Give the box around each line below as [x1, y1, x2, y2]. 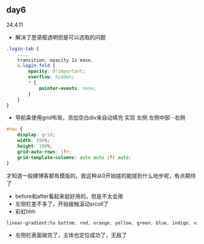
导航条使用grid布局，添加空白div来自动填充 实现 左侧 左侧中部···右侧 [15, 114, 186, 121]
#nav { [6, 126, 23, 133]
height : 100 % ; [17, 143, 53, 150]
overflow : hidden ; [28, 74, 75, 80]
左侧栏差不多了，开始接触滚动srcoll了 [15, 200, 109, 207]
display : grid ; [17, 132, 56, 138]
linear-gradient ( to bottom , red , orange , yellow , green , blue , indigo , [6, 220, 191, 226]
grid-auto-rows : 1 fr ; [17, 148, 72, 155]
